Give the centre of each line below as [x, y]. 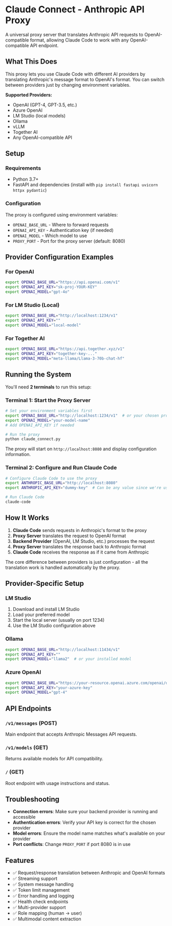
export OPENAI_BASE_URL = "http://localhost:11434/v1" [63, 649]
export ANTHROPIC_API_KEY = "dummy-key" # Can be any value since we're [83, 488]
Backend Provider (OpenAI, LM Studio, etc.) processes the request [84, 541]
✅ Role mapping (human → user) [47, 913]
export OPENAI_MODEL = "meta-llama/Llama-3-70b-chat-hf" [65, 359]
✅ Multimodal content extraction [47, 919]
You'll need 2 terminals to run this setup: [48, 387]
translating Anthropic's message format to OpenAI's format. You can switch [85, 79]
